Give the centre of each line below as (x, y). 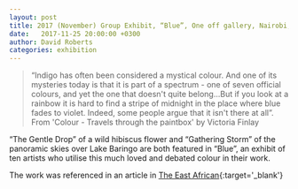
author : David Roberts (51, 42)
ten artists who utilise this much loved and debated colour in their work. (140, 158)
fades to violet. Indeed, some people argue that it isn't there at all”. (152, 113)
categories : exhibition (53, 50)
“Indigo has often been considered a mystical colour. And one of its (154, 75)
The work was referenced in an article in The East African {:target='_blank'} (146, 175)
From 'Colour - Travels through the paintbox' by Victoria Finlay (145, 122)
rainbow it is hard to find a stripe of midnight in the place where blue (156, 103)
